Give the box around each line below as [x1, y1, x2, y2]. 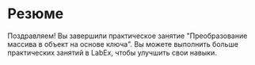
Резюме [7, 5, 64, 23]
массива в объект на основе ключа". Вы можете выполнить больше [7, 39, 239, 48]
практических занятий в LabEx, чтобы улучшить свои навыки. [7, 48, 217, 57]
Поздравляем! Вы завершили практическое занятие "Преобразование [7, 31, 248, 40]
